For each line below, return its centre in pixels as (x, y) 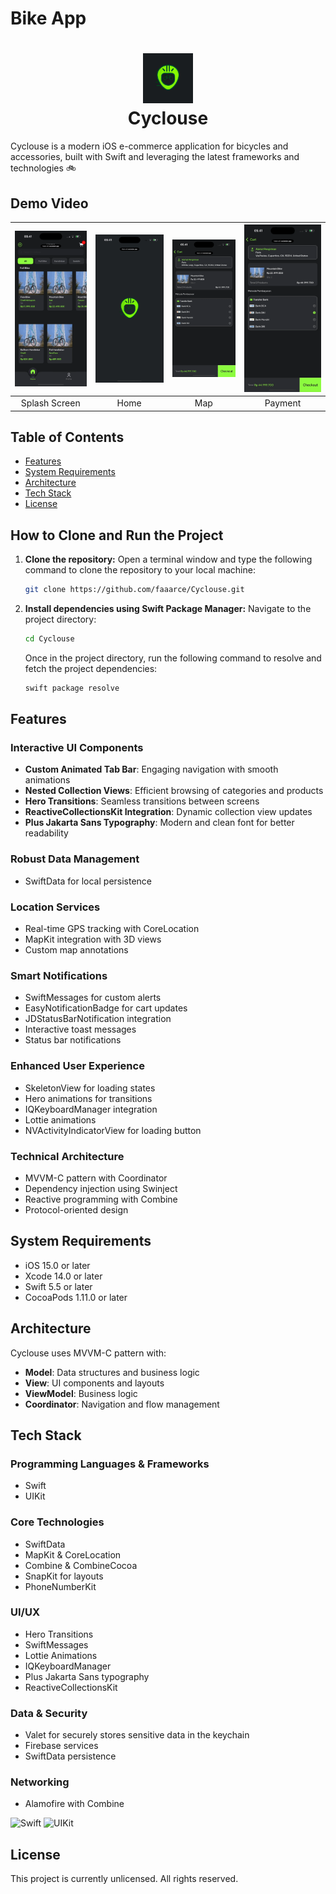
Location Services (55, 907)
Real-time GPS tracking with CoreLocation (112, 929)
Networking (40, 1782)
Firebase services (61, 1746)
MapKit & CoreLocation (73, 1554)
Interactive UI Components (77, 748)
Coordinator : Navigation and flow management (122, 1404)
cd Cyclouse (49, 639)
